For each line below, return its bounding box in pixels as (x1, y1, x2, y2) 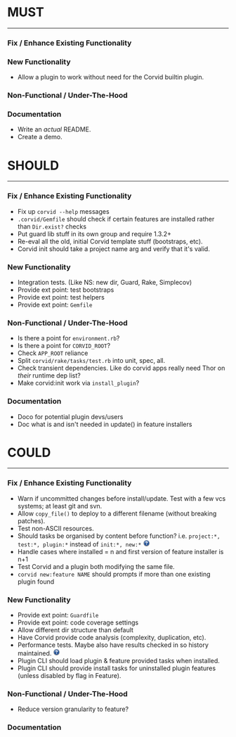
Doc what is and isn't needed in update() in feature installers (17, 420, 192, 428)
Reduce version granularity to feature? (17, 705, 129, 714)
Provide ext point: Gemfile (17, 300, 93, 309)
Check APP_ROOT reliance (17, 349, 88, 357)
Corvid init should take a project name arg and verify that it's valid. (17, 244, 211, 253)
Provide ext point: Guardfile (17, 611, 99, 620)
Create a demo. (17, 133, 63, 141)
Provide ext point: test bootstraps (17, 286, 114, 294)
